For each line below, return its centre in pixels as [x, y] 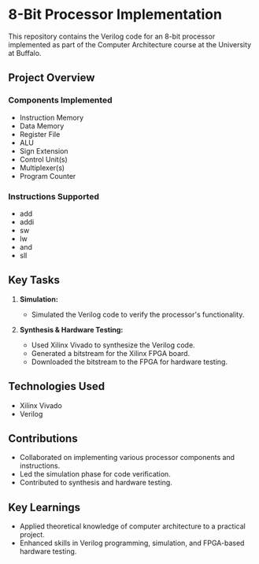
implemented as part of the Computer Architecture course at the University [130, 44]
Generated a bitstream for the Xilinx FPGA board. [111, 353]
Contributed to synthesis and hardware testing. [96, 483]
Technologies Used [56, 386]
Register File [40, 134]
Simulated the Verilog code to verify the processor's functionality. [138, 314]
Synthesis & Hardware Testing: [71, 329]
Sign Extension [44, 150]
